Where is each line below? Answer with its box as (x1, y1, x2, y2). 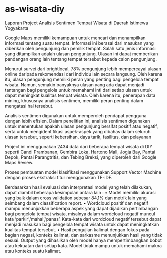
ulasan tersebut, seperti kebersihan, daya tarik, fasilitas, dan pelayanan (5, 134, 151, 140)
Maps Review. (5, 159, 34, 165)
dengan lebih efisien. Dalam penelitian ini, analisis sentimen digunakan (5, 118, 150, 124)
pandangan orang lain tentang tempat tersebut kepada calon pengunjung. (5, 56, 157, 62)
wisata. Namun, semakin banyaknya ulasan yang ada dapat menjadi (5, 81, 145, 88)
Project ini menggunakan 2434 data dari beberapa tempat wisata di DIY (5, 143, 153, 149)
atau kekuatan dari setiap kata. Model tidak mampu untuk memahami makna (5, 242, 162, 248)
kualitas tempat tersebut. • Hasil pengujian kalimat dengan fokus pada (5, 226, 150, 233)
